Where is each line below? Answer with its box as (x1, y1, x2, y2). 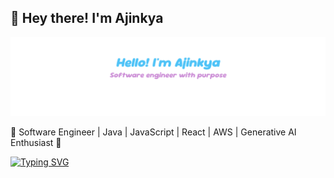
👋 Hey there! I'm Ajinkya (10, 10, 164, 27)
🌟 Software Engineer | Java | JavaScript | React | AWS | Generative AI (10, 126, 297, 138)
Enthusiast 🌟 (10, 136, 62, 148)
